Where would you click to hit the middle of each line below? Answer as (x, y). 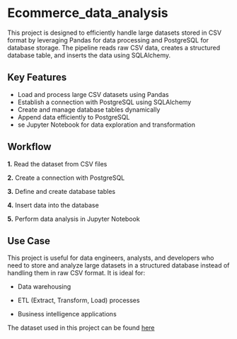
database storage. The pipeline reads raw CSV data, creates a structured (114, 47)
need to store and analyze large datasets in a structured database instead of (118, 265)
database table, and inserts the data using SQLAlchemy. (89, 55)
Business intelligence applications (67, 314)
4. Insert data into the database (53, 205)
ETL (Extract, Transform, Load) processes (79, 300)
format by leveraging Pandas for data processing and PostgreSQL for (108, 40)
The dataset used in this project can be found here (81, 328)
